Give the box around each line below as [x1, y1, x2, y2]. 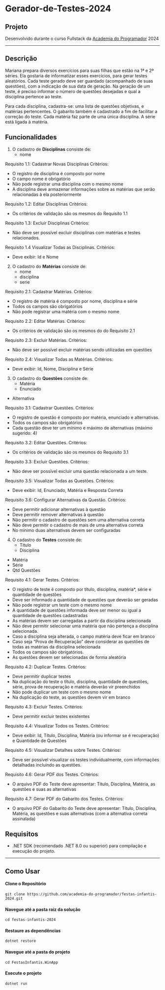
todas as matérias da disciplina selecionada [12, 644, 101, 650]
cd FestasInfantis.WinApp [5, 960, 58, 965]
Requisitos [5, 830, 38, 838]
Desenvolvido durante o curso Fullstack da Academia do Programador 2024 [5, 35, 159, 41]
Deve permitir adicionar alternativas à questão [12, 506, 106, 512]
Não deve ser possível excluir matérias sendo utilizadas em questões [12, 346, 152, 352]
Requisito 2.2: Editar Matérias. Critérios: [5, 318, 86, 324]
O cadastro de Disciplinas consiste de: [12, 146, 91, 152]
